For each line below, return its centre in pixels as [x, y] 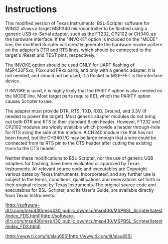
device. [13, 81]
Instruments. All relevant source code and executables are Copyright [76, 169]
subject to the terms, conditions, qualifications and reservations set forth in [83, 179]
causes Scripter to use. [29, 101]
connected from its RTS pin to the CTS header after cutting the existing [78, 143]
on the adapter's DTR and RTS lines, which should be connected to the [78, 50]
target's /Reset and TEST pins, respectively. [50, 55]
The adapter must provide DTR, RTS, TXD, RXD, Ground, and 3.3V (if [76, 111]
